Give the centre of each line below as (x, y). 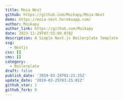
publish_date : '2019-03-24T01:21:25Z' (46, 76)
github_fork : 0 (21, 90)
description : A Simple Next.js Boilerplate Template (62, 38)
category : (16, 62)
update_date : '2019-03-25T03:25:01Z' (45, 80)
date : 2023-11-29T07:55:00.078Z (39, 33)
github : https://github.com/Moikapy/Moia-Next (55, 15)
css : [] (13, 52)
